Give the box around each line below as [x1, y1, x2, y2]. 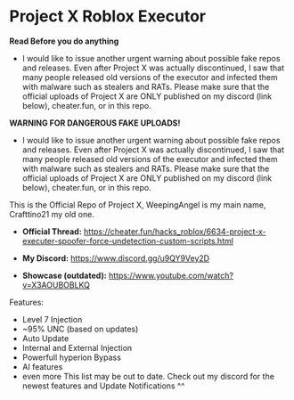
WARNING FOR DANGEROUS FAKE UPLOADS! [9, 118, 181, 128]
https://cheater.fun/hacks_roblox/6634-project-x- [83, 225, 267, 237]
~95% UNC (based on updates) [21, 323, 139, 334]
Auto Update [21, 332, 69, 344]
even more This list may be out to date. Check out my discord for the [21, 371, 274, 381]
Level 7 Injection [21, 314, 83, 324]
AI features [21, 361, 63, 371]
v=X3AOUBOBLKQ [21, 279, 91, 290]
